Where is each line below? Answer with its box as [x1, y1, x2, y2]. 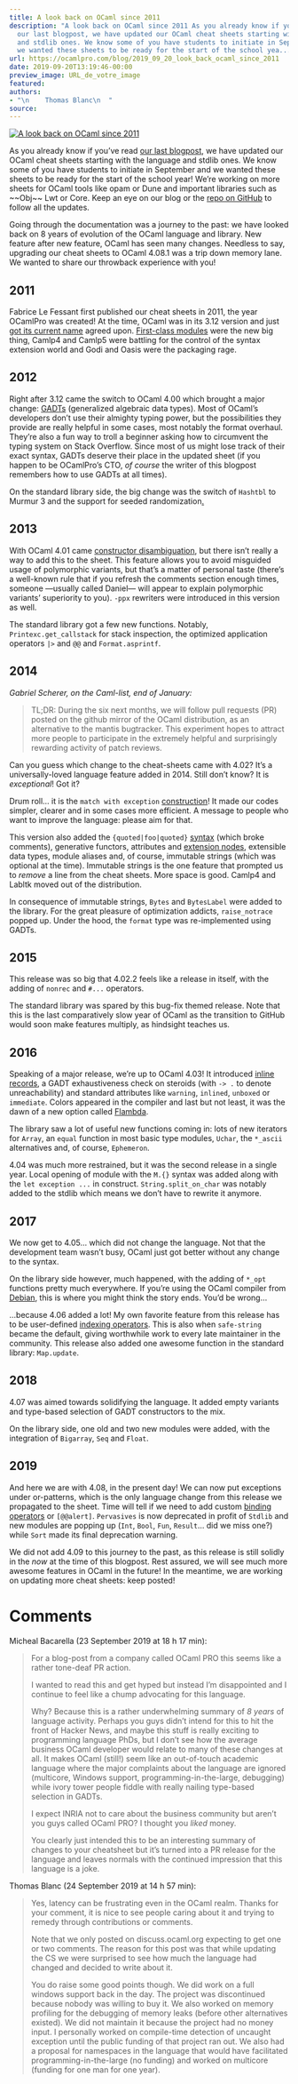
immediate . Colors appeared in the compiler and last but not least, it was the [9, 1097, 286, 1107]
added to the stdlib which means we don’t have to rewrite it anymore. [9, 1188, 262, 1199]
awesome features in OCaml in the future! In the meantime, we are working [9, 1565, 284, 1576]
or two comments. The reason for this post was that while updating [30, 1943, 277, 1953]
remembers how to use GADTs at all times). [9, 468, 168, 480]
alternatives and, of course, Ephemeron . [9, 1143, 150, 1154]
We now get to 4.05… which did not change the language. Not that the [9, 1237, 266, 1248]
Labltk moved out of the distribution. [9, 879, 142, 890]
